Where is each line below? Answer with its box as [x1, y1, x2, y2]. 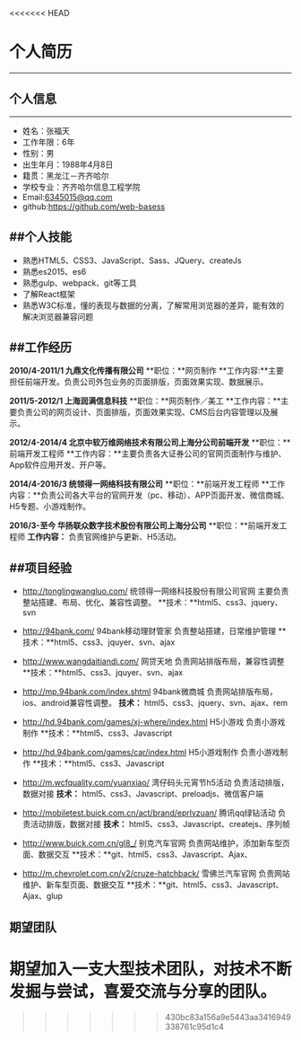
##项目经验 [9, 560, 73, 576]
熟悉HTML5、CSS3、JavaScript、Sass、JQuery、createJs [21, 255, 242, 266]
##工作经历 [9, 339, 73, 355]
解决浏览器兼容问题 [21, 311, 94, 322]
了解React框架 [21, 288, 76, 299]
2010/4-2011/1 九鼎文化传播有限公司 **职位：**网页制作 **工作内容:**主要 [9, 366, 285, 376]
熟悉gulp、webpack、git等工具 [21, 278, 137, 288]
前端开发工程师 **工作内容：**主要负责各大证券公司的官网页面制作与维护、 [9, 448, 287, 459]
